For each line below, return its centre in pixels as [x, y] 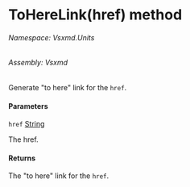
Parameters [28, 106]
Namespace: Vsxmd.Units [52, 37]
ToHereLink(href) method [95, 15]
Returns [22, 158]
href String [27, 124]
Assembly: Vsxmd [38, 63]
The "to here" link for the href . [59, 176]
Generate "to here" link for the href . [68, 87]
